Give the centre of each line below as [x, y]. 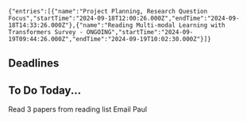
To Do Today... [45, 90]
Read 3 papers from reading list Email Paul [78, 109]
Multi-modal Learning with [181, 25]
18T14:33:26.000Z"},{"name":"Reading [71, 25]
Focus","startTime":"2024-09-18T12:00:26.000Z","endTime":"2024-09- [124, 18]
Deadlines [34, 63]
